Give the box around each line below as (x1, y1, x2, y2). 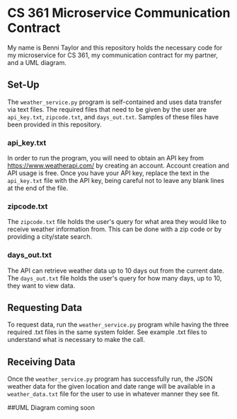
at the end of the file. (7, 184, 69, 192)
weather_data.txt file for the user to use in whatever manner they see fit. (7, 390, 220, 399)
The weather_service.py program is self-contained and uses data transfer (7, 98, 222, 106)
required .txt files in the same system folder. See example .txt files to (7, 328, 207, 336)
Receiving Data (7, 355, 76, 368)
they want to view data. (7, 281, 76, 290)
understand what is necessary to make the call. (7, 336, 145, 344)
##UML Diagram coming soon (7, 403, 96, 412)
